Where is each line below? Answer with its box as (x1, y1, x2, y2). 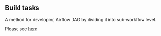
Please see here (5, 26, 37, 32)
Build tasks (5, 4, 40, 12)
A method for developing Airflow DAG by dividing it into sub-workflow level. (5, 16, 157, 22)
